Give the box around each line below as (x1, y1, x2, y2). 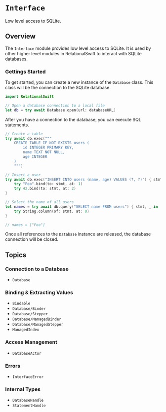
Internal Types (5, 386, 41, 393)
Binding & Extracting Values (5, 289, 73, 296)
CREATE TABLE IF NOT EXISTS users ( (14, 141, 90, 146)
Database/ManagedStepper (12, 322, 64, 327)
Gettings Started (5, 68, 46, 75)
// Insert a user (5, 172, 41, 177)
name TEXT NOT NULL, (23, 150, 65, 155)
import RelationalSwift (5, 94, 54, 99)
